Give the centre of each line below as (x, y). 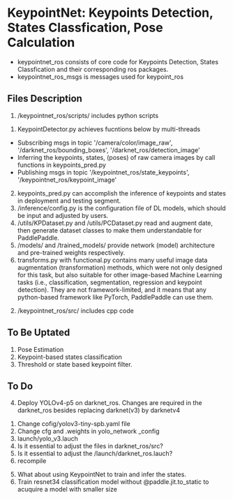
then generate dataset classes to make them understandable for (110, 230)
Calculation (41, 43)
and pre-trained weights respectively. (71, 252)
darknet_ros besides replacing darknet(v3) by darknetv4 (99, 411)
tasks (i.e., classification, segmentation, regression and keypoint (110, 282)
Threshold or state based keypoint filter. (75, 364)
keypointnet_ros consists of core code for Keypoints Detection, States (118, 61)
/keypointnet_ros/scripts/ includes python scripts (88, 115)
